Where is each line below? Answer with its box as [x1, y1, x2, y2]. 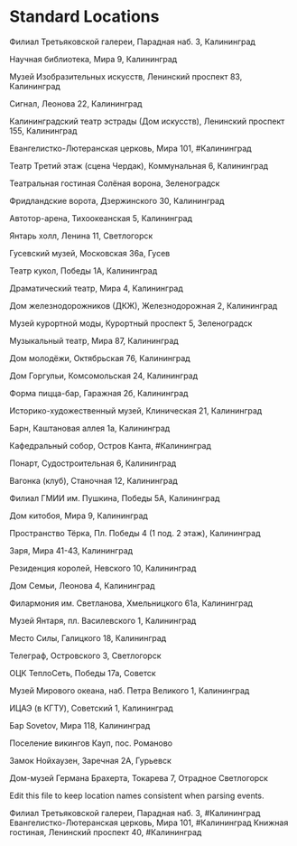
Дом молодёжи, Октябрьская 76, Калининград [9, 352, 191, 363]
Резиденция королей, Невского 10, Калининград [9, 562, 197, 573]
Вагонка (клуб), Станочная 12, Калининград [9, 475, 178, 486]
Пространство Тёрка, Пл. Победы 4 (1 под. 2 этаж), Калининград [9, 527, 261, 538]
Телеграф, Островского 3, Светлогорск [9, 650, 162, 661]
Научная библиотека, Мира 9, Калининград [9, 53, 178, 64]
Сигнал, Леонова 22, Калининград [9, 98, 143, 109]
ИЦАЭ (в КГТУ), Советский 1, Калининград [9, 702, 173, 713]
